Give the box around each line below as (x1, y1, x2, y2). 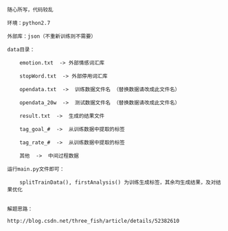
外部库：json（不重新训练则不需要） (7, 33, 96, 40)
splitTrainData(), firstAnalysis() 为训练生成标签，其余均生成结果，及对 (19, 179, 216, 186)
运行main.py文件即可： (7, 166, 65, 173)
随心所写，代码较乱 (7, 6, 54, 13)
